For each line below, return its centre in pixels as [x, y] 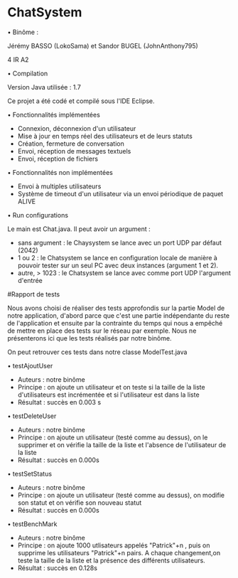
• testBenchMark [32, 524]
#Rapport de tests [34, 294]
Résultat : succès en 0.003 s [59, 402]
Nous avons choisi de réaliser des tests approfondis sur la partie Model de [116, 308]
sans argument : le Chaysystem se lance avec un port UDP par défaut [120, 242]
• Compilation [28, 73]
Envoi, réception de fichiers [58, 159]
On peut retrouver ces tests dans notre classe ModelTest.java [97, 352]
